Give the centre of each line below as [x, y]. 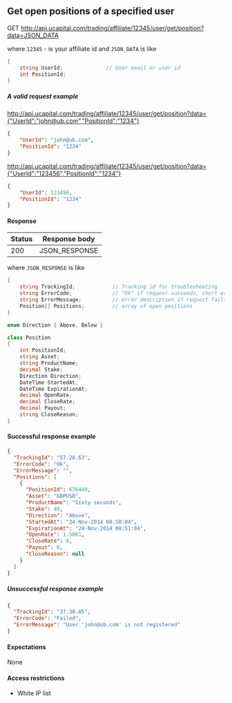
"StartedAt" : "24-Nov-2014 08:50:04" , [81, 522]
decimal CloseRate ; [48, 402]
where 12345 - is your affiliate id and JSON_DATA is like [82, 48]
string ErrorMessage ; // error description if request [114, 300]
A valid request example [43, 96]
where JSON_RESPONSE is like [46, 268]
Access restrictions [36, 678]
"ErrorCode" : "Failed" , [47, 618]
